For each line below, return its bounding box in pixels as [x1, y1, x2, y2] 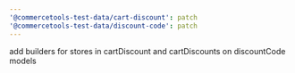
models [9, 55, 38, 66]
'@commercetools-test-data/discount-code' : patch [9, 21, 198, 30]
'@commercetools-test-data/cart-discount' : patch [9, 12, 198, 22]
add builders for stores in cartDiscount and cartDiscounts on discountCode [9, 45, 286, 56]
